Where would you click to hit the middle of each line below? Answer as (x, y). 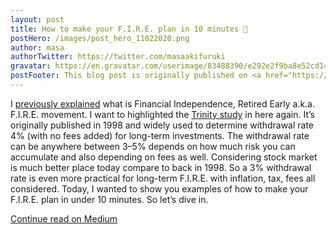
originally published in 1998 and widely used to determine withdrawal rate (162, 125)
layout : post (37, 19)
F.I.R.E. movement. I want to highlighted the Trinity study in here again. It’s (162, 114)
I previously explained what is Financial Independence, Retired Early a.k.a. (162, 103)
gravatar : (31, 66)
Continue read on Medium (64, 218)
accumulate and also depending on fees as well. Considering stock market (164, 157)
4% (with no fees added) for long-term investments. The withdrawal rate (160, 135)
